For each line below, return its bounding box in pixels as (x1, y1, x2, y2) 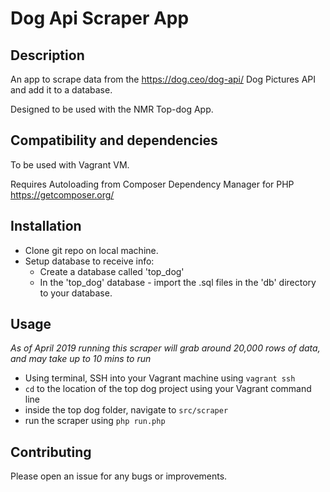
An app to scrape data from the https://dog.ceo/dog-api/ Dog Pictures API (10, 73, 317, 85)
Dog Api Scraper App (10, 7, 190, 30)
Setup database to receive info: (24, 255, 155, 267)
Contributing (10, 443, 92, 461)
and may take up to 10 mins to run (10, 353, 152, 365)
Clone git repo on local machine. (24, 244, 159, 256)
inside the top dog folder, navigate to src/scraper (24, 404, 229, 416)
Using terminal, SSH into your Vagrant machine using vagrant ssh (24, 372, 296, 384)
